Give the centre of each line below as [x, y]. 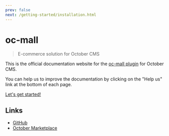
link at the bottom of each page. [39, 85]
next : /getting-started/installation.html [51, 15]
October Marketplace [35, 128]
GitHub [20, 123]
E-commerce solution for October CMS [59, 54]
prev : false [18, 10]
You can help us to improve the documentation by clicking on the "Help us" [84, 79]
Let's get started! [23, 94]
